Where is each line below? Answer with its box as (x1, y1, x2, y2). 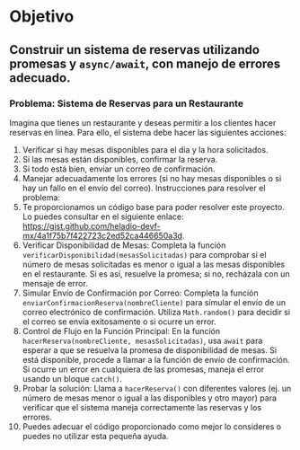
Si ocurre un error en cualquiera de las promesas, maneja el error (22, 364, 265, 375)
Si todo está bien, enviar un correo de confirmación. (22, 163, 216, 174)
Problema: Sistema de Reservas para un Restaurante (9, 97, 244, 110)
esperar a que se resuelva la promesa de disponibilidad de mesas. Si (22, 344, 277, 356)
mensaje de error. (22, 278, 88, 288)
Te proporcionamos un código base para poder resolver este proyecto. (22, 201, 285, 212)
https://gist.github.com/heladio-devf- (22, 220, 161, 231)
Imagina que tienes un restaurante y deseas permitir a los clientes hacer (9, 117, 277, 128)
